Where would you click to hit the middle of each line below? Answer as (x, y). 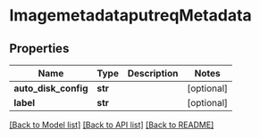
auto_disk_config (51, 88)
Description (153, 73)
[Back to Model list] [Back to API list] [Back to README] (112, 125)
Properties (39, 49)
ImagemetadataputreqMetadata (130, 16)
